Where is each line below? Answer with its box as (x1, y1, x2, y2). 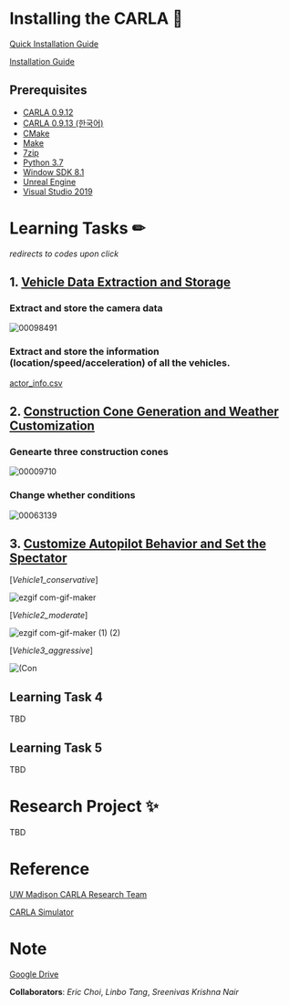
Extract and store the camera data (9, 302, 163, 314)
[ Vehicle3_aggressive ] (9, 645, 94, 656)
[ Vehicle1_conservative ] (9, 575, 98, 586)
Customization (9, 419, 96, 434)
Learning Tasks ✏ (9, 218, 146, 238)
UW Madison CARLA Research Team (9, 888, 148, 899)
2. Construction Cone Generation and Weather (9, 404, 280, 420)
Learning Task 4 (9, 689, 103, 705)
